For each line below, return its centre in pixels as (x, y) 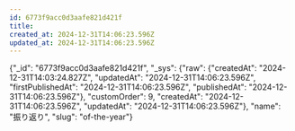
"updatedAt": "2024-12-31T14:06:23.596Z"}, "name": (183, 106)
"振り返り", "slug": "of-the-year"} (71, 117)
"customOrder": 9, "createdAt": (146, 97)
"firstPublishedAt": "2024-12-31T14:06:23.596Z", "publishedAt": (128, 87)
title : (22, 26)
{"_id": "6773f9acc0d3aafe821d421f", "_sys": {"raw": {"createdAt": (134, 68)
